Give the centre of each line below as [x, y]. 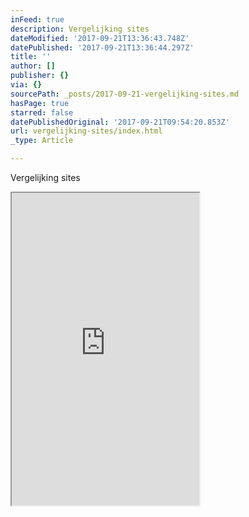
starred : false [42, 112]
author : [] [33, 66]
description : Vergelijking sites [80, 29]
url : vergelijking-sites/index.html [86, 131]
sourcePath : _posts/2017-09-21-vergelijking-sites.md [125, 94]
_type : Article [42, 141]
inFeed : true [37, 19]
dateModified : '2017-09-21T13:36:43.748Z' [100, 38]
